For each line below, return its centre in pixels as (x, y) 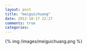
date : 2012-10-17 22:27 (29, 18)
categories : (17, 28)
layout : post (18, 9)
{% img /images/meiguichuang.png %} (44, 41)
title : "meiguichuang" (28, 14)
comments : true (20, 23)
